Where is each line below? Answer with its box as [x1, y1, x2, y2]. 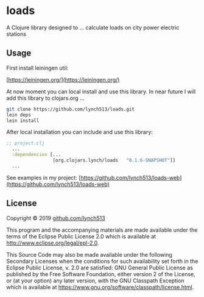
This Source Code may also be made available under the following [6, 251, 172, 258]
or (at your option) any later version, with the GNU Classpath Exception [6, 277, 185, 284]
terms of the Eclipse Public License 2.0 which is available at [6, 232, 157, 240]
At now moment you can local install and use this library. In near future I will [6, 88, 196, 95]
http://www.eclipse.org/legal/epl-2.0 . [6, 239, 99, 246]
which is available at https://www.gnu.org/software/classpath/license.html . [6, 283, 194, 290]
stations [6, 30, 26, 37]
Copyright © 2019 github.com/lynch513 [6, 214, 105, 221]
